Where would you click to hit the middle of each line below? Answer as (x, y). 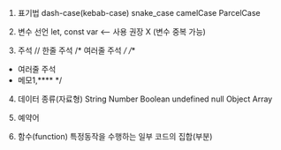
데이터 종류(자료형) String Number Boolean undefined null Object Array (145, 99)
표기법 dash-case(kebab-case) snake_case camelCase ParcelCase (139, 13)
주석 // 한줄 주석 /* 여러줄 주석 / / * (76, 50)
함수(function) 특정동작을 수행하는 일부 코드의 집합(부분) (115, 136)
